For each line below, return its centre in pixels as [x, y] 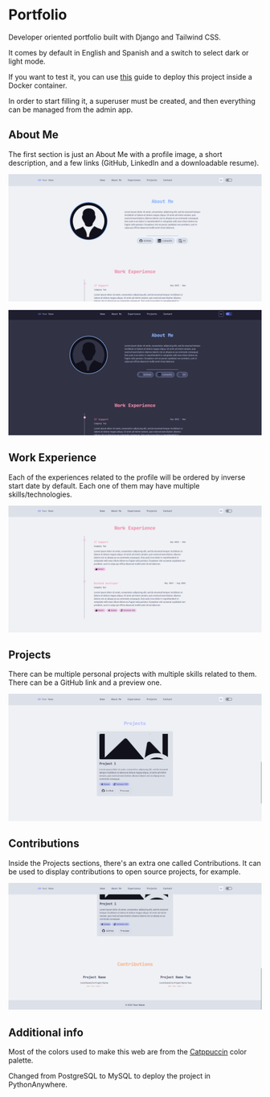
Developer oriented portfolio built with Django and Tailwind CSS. [115, 37]
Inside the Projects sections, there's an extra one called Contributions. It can [135, 863]
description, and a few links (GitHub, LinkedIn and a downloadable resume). [134, 163]
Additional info [46, 1032]
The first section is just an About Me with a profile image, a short [115, 154]
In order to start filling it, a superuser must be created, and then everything [132, 101]
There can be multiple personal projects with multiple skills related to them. [133, 674]
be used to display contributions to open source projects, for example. [125, 872]
